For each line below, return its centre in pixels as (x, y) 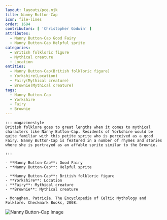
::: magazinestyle (25, 123)
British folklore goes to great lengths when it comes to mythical (78, 127)
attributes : (18, 33)
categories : (18, 48)
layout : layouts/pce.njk (31, 10)
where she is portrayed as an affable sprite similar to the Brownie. (81, 145)
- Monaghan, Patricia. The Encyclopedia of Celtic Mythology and (76, 198)
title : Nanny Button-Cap (31, 15)
